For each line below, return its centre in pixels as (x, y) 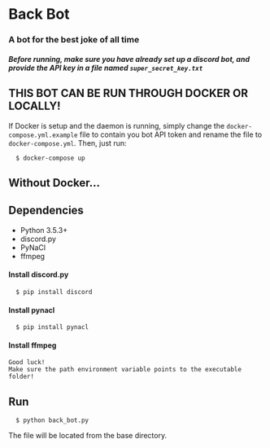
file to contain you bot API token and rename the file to (171, 134)
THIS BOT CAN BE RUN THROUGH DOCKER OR (128, 93)
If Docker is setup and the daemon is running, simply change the (117, 125)
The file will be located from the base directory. (88, 436)
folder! (22, 377)
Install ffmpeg (33, 345)
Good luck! (27, 362)
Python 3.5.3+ (44, 230)
